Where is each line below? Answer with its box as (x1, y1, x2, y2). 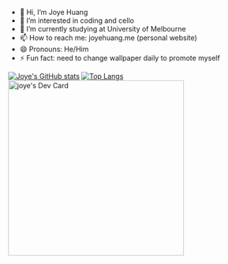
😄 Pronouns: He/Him (19, 44, 89, 54)
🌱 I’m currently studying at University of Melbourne (19, 24, 187, 33)
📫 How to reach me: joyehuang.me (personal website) (19, 33, 197, 43)
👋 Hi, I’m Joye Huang (19, 8, 88, 17)
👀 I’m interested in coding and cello (19, 16, 134, 25)
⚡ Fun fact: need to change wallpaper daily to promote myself (19, 54, 221, 62)
